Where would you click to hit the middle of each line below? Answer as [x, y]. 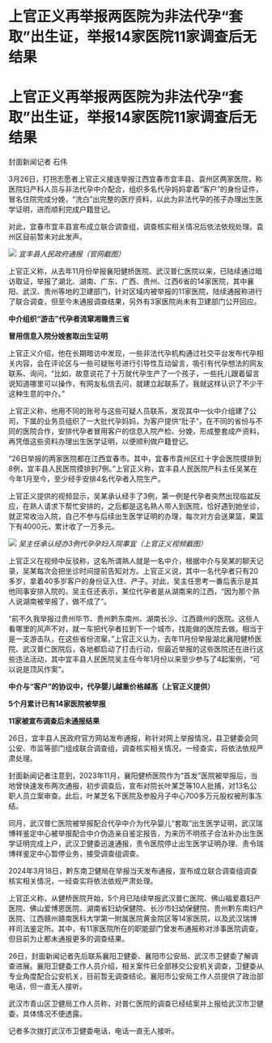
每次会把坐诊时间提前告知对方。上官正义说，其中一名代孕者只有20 [147, 571]
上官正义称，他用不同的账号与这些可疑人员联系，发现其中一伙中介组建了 [129, 411]
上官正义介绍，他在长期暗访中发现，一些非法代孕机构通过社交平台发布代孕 [132, 353]
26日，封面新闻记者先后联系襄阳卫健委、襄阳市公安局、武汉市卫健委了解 [130, 956]
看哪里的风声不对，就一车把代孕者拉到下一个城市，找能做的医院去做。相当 [132, 629]
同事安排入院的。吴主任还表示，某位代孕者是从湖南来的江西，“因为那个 [134, 592]
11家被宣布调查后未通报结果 [54, 721]
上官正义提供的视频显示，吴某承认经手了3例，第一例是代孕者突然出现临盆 [131, 496]
